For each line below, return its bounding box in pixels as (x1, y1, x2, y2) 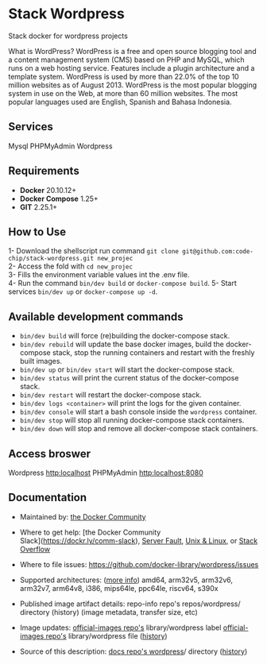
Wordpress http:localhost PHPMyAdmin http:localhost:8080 (8, 468, 204, 477)
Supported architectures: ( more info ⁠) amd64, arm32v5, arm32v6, (19, 575, 233, 585)
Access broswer (8, 446, 91, 461)
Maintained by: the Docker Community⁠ (19, 512, 146, 521)
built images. (19, 357, 62, 366)
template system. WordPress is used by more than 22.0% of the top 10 (8, 71, 240, 81)
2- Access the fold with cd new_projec (8, 261, 133, 271)
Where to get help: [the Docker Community (19, 527, 161, 537)
